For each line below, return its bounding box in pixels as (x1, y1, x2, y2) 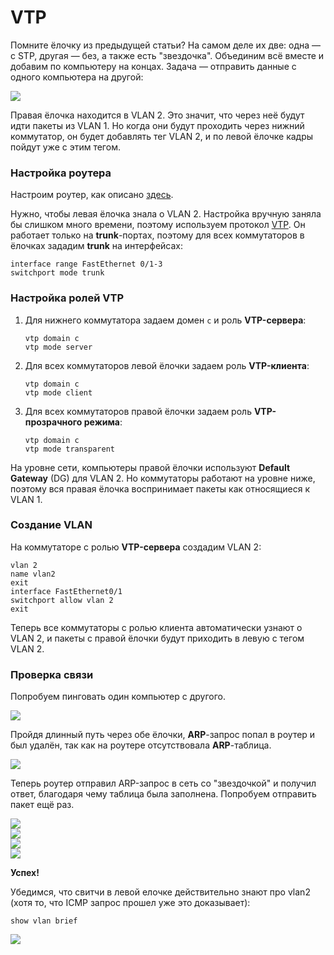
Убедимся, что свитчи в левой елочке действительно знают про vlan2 (10, 886, 311, 898)
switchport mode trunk (10, 268, 105, 278)
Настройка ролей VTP (10, 291, 125, 305)
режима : (83, 416, 123, 428)
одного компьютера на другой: (10, 71, 144, 83)
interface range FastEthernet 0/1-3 (10, 259, 163, 270)
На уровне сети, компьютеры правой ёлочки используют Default (10, 461, 291, 473)
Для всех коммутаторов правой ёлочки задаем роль (24, 405, 252, 417)
